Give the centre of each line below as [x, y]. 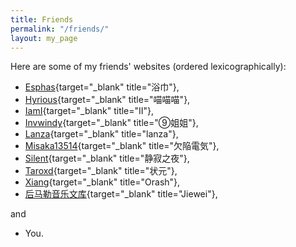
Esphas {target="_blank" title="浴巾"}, [102, 87]
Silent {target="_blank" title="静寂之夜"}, [107, 158]
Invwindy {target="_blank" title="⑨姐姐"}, [111, 123]
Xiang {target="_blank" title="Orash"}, [102, 182]
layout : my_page [44, 38]
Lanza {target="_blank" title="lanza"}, [101, 134]
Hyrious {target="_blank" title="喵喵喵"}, [107, 100]
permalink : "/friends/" [60, 29]
